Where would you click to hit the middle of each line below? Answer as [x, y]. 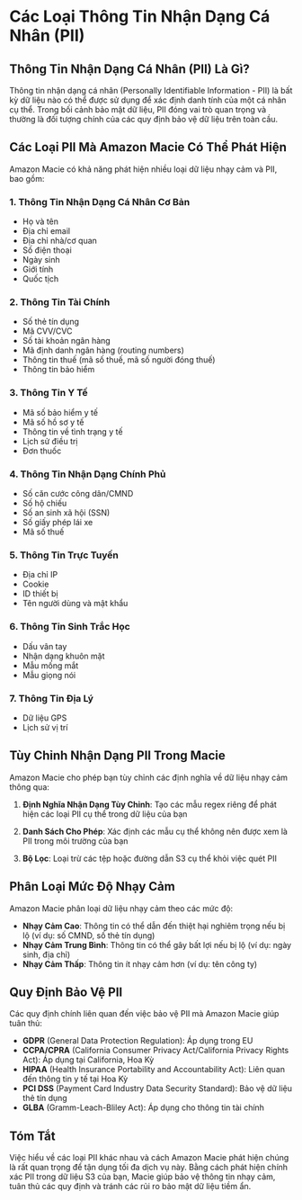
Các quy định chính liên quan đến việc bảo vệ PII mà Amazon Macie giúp [144, 1014]
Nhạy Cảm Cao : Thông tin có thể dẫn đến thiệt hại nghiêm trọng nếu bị [154, 926]
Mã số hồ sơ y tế [53, 422]
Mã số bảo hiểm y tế [60, 412]
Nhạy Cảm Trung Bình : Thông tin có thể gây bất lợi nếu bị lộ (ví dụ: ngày [157, 945]
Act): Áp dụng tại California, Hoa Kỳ [88, 1060]
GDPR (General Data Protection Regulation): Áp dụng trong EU [138, 1041]
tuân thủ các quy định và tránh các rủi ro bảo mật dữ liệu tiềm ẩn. [130, 1187]
